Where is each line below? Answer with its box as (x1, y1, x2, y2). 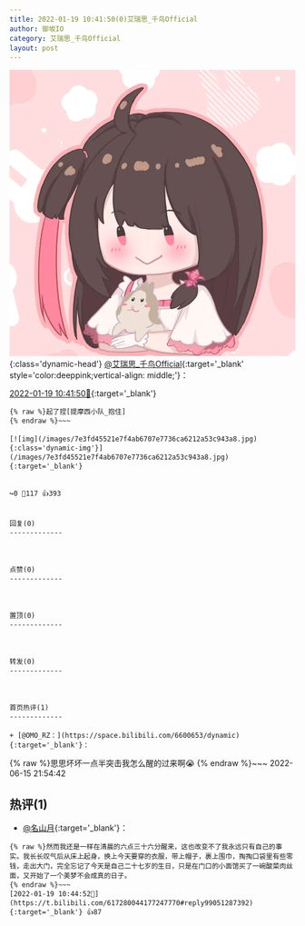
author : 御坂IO (9, 24, 64, 34)
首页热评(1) (9, 703, 50, 712)
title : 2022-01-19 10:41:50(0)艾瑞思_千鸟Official (9, 15, 198, 24)
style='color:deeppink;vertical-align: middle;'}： (9, 370, 189, 381)
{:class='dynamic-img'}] (9, 443, 103, 453)
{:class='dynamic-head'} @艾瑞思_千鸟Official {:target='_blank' (9, 359, 244, 370)
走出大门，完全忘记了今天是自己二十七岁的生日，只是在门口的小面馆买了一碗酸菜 (22, 861, 280, 871)
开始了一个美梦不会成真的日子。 (29, 871, 132, 881)
